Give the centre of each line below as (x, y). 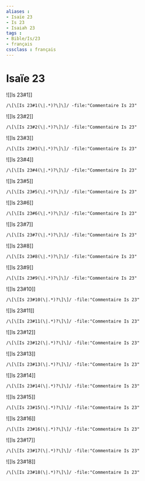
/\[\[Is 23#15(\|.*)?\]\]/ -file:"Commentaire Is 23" (73, 407)
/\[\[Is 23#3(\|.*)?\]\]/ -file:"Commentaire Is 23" (72, 149)
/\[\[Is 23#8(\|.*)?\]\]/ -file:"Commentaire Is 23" (72, 256)
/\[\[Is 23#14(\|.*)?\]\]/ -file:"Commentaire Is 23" (73, 386)
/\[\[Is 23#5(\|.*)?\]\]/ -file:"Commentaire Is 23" (72, 192)
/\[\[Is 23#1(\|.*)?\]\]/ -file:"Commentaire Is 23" (72, 105)
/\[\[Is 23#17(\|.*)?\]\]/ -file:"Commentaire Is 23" (73, 451)
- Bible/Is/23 (23, 39)
